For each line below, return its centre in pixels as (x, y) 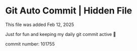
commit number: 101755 (30, 44)
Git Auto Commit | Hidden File (69, 11)
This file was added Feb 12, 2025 (40, 24)
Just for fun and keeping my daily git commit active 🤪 (61, 34)
